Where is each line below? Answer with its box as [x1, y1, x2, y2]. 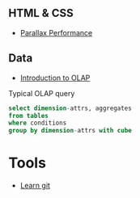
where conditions [8, 119, 67, 128]
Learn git [19, 181, 51, 191]
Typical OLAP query [8, 88, 75, 98]
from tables [8, 112, 49, 120]
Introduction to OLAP [19, 73, 91, 82]
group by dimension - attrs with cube [8, 127, 132, 135]
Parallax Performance [19, 27, 93, 37]
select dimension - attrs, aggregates [8, 104, 132, 112]
